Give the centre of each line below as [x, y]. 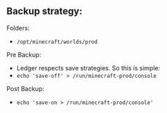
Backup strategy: [44, 11]
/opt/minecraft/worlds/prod [57, 42]
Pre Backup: [24, 54]
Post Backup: [25, 88]
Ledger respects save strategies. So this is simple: [88, 68]
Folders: [18, 28]
